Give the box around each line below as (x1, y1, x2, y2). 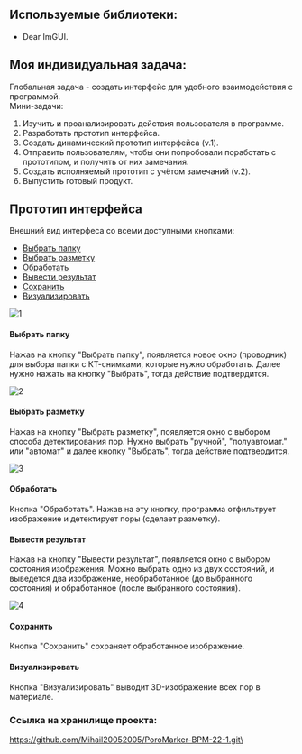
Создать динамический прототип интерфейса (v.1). (22, 137, 219, 148)
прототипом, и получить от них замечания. (22, 156, 189, 167)
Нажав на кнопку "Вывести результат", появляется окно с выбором (9, 554, 272, 565)
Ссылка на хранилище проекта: (9, 713, 158, 726)
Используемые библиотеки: (9, 7, 178, 23)
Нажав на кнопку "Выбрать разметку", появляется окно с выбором (9, 426, 270, 437)
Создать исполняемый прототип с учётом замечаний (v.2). (22, 166, 251, 177)
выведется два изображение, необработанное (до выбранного (9, 573, 253, 584)
